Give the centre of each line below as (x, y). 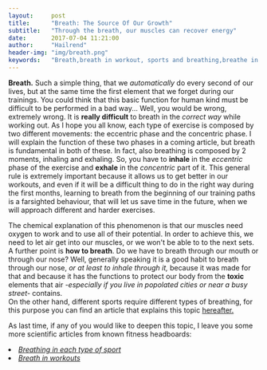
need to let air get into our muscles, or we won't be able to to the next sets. (132, 242)
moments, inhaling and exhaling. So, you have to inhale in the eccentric (126, 159)
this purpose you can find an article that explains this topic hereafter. (121, 310)
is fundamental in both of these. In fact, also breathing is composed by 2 (128, 150)
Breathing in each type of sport (70, 349)
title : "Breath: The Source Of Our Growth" (90, 23)
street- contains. (35, 293)
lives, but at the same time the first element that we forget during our (121, 91)
